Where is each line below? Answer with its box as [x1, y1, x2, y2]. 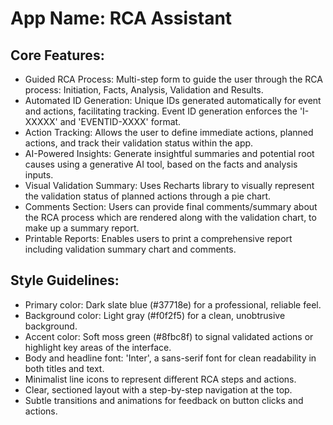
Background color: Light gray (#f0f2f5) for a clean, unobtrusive [24, 309, 286, 321]
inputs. [24, 169, 54, 181]
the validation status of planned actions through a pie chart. [24, 190, 272, 202]
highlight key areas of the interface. [24, 341, 172, 353]
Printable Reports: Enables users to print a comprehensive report [24, 233, 293, 244]
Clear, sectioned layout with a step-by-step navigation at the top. [24, 383, 293, 396]
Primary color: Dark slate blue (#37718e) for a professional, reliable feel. [24, 298, 322, 311]
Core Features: [10, 47, 105, 64]
